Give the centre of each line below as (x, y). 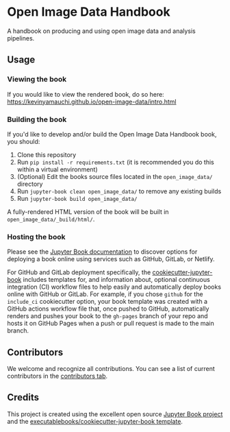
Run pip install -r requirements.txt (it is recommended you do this (115, 162)
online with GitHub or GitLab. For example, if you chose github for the (105, 294)
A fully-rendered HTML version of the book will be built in (88, 212)
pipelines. (21, 38)
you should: (24, 141)
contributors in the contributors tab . (57, 376)
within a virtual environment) (57, 169)
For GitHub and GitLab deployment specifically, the (79, 272)
